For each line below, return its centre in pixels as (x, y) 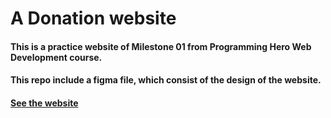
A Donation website (93, 18)
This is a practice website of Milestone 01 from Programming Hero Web (161, 46)
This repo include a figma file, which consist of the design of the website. (166, 80)
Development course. (56, 57)
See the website (44, 103)
